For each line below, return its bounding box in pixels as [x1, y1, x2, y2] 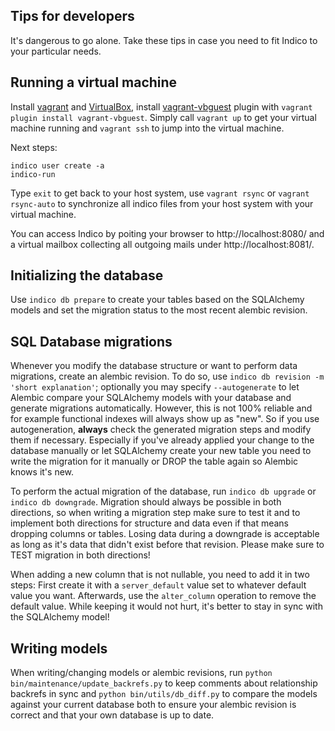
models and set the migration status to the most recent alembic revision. [10, 304, 308, 316]
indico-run [10, 169, 56, 179]
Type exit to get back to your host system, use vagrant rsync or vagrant [10, 187, 310, 199]
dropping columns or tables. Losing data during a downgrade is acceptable [10, 528, 320, 540]
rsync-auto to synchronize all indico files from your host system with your [10, 197, 314, 209]
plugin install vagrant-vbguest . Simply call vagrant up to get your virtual [10, 111, 317, 123]
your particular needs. [10, 45, 102, 57]
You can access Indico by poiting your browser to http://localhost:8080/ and [10, 227, 325, 239]
